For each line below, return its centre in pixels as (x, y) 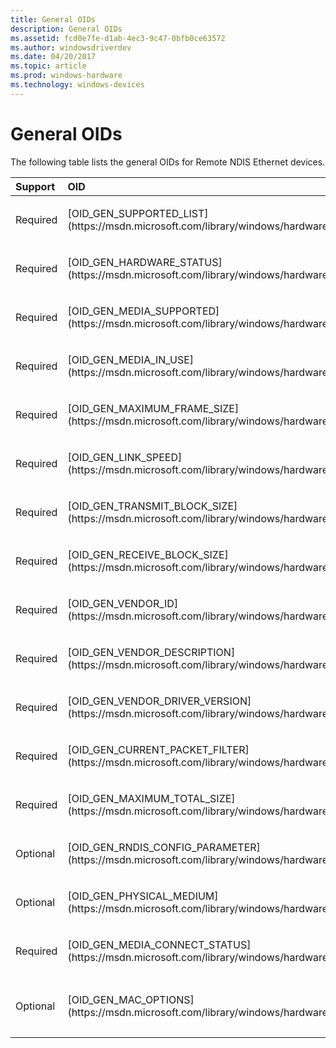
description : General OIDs (66, 29)
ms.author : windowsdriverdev (71, 47)
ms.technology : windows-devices (77, 85)
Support (35, 186)
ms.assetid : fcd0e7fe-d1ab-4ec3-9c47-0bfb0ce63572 (118, 38)
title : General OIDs (53, 19)
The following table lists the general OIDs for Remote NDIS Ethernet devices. (168, 162)
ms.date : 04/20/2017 (53, 57)
